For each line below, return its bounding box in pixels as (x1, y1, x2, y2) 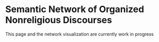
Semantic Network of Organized (5, 4, 144, 15)
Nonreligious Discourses (5, 14, 112, 26)
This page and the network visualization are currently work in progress (5, 31, 154, 37)
